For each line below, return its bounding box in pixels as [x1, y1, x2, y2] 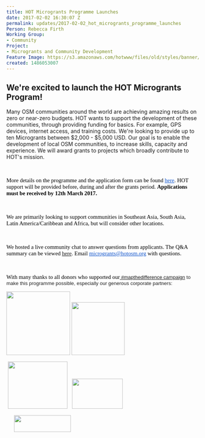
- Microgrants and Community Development [6, 49, 113, 55]
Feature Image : [6, 54, 45, 60]
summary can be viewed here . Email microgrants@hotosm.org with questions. [6, 250, 182, 257]
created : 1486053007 [6, 60, 59, 66]
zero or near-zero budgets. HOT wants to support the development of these [6, 115, 197, 122]
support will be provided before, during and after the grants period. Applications [6, 183, 188, 191]
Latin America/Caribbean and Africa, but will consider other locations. [6, 220, 165, 227]
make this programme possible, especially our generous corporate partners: [6, 280, 173, 287]
